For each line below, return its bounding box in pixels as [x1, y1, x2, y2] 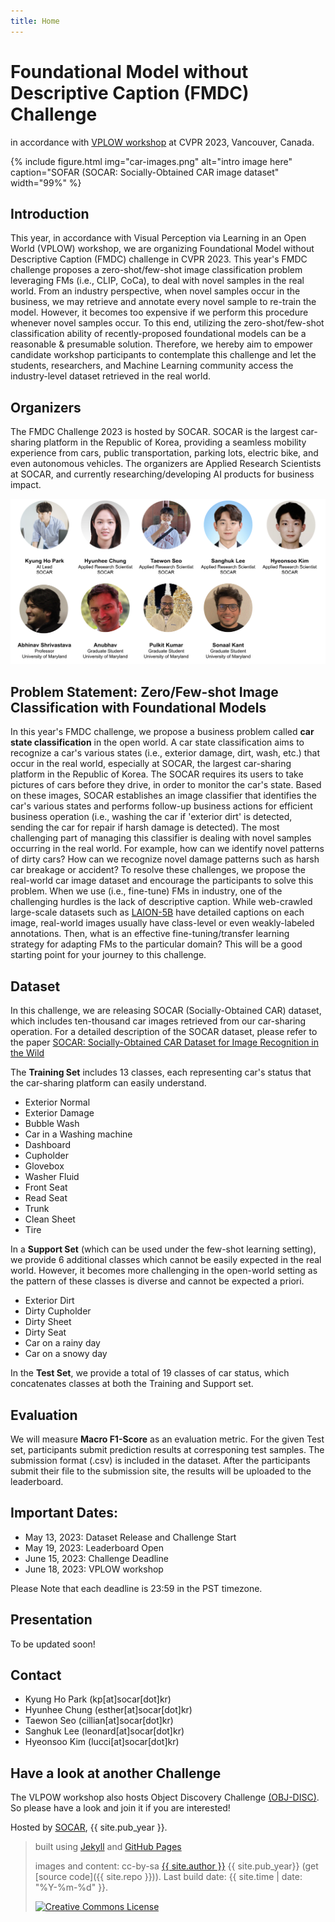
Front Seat [24, 1181, 68, 1194]
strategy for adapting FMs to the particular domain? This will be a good [10, 938, 303, 950]
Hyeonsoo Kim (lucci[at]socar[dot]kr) [24, 1736, 180, 1748]
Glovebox [24, 1160, 65, 1172]
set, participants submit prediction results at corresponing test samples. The [10, 1443, 325, 1455]
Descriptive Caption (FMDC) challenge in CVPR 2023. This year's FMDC [10, 253, 308, 265]
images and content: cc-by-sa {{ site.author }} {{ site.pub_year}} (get [34, 1860, 319, 1872]
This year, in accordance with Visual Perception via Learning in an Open [10, 232, 307, 244]
